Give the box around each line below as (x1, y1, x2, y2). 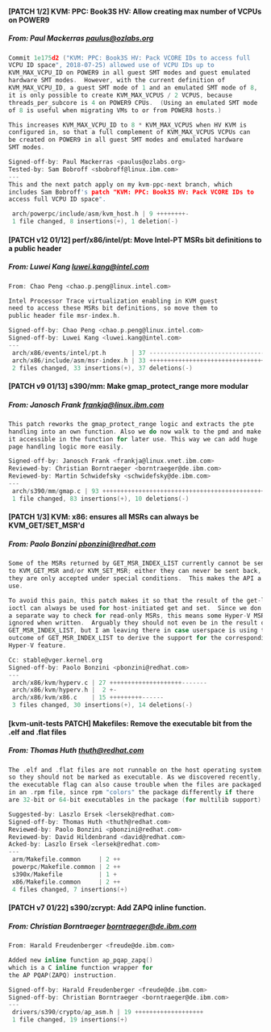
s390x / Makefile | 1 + (11, 870, 117, 879)
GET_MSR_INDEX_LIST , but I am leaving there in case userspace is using (8, 626, 258, 635)
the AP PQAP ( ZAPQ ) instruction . (8, 971, 117, 980)
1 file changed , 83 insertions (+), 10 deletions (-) (11, 495, 190, 503)
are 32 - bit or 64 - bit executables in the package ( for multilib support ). (8, 796, 265, 804)
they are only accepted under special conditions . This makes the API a (8, 574, 262, 583)
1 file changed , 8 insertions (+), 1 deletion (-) (11, 218, 179, 226)
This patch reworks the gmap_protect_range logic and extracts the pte (8, 420, 254, 428)
